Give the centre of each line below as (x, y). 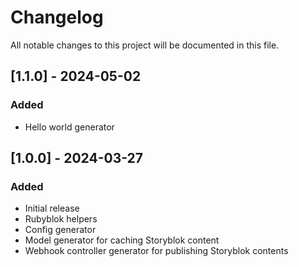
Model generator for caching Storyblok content (122, 240)
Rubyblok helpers (61, 219)
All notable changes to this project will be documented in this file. (145, 45)
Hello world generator (69, 127)
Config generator (60, 230)
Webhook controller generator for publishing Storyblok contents (156, 251)
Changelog (57, 17)
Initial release (52, 208)
